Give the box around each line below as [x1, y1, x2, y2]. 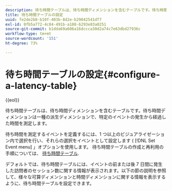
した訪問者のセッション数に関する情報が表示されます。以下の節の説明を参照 [5, 167, 166, 174]
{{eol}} [5, 97, 19, 103]
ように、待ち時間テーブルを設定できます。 [5, 180, 95, 186]
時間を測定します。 [9, 120, 50, 126]
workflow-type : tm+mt [5, 31, 52, 36]
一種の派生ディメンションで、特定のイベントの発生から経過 [36, 113, 162, 120]
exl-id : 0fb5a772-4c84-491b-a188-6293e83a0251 [5, 21, 106, 27]
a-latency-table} [5, 80, 77, 91]
